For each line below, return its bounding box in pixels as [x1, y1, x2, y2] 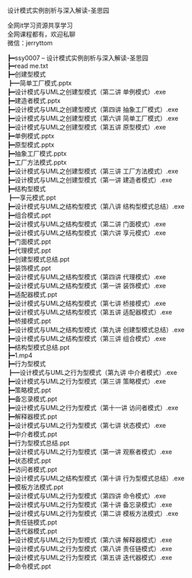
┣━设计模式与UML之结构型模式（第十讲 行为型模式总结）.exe [7, 474, 185, 482]
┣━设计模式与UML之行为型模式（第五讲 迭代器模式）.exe [7, 553, 173, 562]
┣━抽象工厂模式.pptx [7, 149, 67, 157]
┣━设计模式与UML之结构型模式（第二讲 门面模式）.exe [7, 220, 167, 228]
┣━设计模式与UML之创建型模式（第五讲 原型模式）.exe [7, 123, 167, 131]
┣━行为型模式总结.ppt [7, 439, 70, 447]
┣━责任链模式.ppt [7, 518, 58, 527]
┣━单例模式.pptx [7, 132, 55, 140]
